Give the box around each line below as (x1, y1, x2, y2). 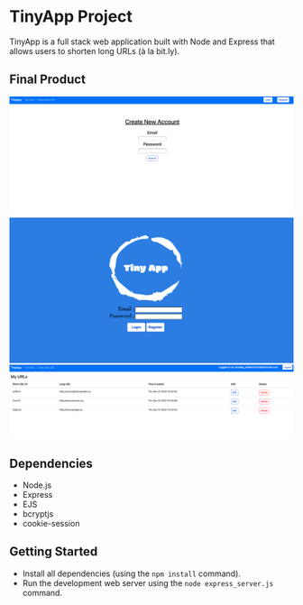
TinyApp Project (9, 6, 133, 27)
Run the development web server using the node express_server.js (22, 577, 274, 588)
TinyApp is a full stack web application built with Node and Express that (9, 36, 275, 47)
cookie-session (22, 518, 80, 529)
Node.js (22, 480, 52, 490)
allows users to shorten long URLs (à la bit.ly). (9, 45, 180, 56)
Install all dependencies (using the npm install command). (22, 568, 242, 579)
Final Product (9, 72, 86, 87)
